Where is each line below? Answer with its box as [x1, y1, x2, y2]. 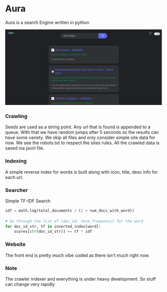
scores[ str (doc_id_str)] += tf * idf [14, 229, 92, 234]
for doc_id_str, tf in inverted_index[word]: [5, 224, 101, 229]
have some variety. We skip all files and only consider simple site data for [5, 135, 156, 141]
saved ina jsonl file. [5, 145, 45, 151]
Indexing [5, 158, 27, 165]
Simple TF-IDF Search [5, 197, 51, 204]
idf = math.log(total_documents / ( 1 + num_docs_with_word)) [5, 208, 135, 213]
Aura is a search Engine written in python [5, 19, 89, 25]
